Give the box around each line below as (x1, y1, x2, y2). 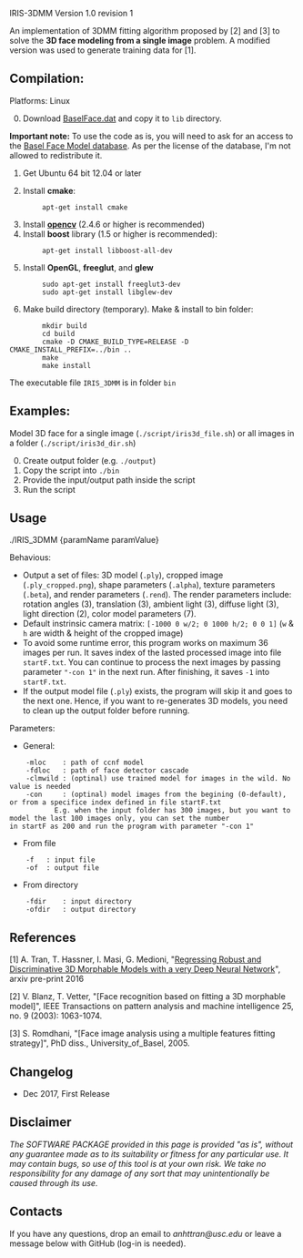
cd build (42, 329, 76, 338)
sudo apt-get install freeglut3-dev (42, 280, 181, 289)
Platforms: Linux (9, 95, 71, 106)
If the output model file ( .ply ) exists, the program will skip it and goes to (22, 686, 293, 697)
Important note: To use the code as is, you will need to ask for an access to (9, 130, 294, 141)
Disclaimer (9, 1115, 72, 1130)
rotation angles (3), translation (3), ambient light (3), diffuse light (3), (22, 598, 279, 609)
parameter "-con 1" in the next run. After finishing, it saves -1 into (22, 667, 270, 678)
